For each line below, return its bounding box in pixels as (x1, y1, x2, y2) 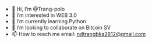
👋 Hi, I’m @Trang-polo (11, 6, 65, 12)
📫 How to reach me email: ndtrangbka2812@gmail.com (11, 31, 146, 37)
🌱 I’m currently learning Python (11, 18, 86, 24)
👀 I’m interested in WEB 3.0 (11, 12, 77, 19)
